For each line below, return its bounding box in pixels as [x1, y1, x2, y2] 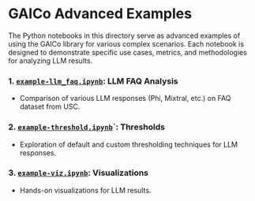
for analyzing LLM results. [8, 56, 93, 65]
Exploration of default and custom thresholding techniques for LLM [19, 140, 238, 149]
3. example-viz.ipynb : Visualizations [8, 167, 148, 178]
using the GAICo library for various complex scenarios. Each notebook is [8, 39, 245, 48]
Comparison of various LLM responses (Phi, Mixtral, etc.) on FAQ [19, 94, 231, 103]
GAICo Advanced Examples [8, 5, 192, 23]
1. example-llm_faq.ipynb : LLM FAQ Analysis [8, 76, 179, 87]
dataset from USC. [19, 102, 81, 111]
